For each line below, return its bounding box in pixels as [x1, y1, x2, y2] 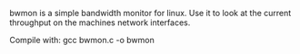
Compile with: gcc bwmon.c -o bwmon [9, 35, 155, 45]
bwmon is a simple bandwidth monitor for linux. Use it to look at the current [9, 8, 292, 18]
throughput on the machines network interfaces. [9, 17, 191, 28]
